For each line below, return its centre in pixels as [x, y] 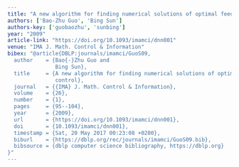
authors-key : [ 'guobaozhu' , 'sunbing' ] [67, 27]
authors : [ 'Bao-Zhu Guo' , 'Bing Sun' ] [65, 21]
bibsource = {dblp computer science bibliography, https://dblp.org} [119, 146]
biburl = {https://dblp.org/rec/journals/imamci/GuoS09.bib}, [113, 139]
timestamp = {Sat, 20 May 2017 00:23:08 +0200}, [87, 133]
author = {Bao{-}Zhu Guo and [62, 60]
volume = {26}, [41, 93]
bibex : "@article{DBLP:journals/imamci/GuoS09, [79, 54]
